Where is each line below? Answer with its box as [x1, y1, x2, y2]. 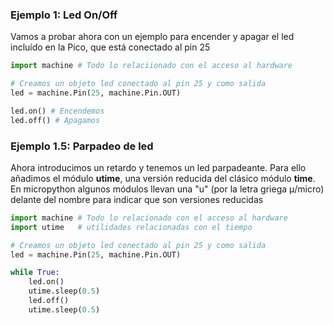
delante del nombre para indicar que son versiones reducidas [10, 193, 264, 205]
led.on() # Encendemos [10, 106, 105, 116]
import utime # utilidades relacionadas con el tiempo [10, 222, 253, 232]
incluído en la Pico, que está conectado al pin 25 [10, 41, 211, 53]
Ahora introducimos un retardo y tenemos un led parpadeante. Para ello [10, 161, 307, 173]
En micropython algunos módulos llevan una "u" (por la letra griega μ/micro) [10, 183, 325, 195]
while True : [10, 268, 60, 278]
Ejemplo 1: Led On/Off [10, 8, 118, 22]
